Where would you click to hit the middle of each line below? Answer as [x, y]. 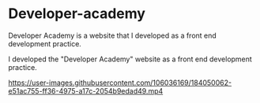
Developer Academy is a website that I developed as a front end [113, 35]
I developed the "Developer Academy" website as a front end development [130, 59]
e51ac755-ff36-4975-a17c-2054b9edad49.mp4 [86, 90]
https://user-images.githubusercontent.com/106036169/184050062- [120, 83]
